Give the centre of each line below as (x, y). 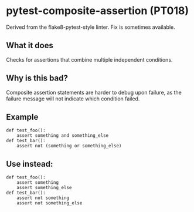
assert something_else (44, 188)
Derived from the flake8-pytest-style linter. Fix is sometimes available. (91, 27)
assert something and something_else (63, 136)
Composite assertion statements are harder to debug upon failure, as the (94, 92)
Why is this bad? (37, 78)
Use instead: (30, 164)
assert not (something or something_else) (69, 146)
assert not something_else (50, 203)
